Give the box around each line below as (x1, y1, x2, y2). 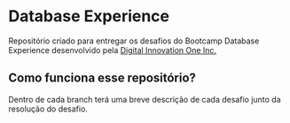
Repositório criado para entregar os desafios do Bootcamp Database (8, 35, 260, 46)
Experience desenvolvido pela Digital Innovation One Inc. (8, 44, 217, 55)
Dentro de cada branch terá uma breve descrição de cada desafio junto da (8, 94, 281, 104)
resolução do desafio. (8, 104, 88, 114)
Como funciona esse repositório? (8, 71, 197, 86)
